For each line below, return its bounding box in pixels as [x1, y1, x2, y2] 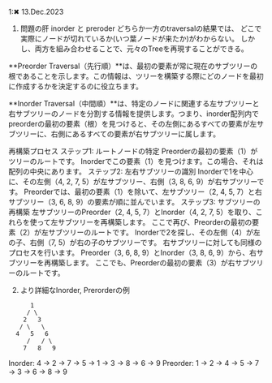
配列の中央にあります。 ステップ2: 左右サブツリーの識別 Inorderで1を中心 [8, 166, 254, 176]
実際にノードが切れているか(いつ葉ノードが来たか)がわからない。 [19, 34, 240, 43]
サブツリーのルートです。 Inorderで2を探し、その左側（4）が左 [48, 227, 261, 237]
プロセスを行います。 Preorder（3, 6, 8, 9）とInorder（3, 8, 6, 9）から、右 [8, 247, 257, 257]
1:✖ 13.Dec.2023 [8, 7, 64, 16]
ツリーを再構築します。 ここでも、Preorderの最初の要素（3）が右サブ [15, 258, 250, 267]
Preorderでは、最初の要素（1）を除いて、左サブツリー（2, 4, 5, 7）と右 [24, 187, 262, 196]
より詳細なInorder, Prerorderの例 [19, 286, 130, 295]
